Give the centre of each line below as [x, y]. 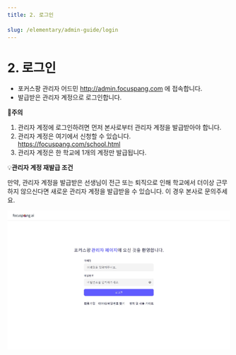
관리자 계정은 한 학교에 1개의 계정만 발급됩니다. [82, 152]
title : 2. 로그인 [31, 15]
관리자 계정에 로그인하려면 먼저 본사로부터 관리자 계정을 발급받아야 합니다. [119, 128]
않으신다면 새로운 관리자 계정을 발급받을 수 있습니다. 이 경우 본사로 [112, 191]
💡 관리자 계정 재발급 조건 [40, 168]
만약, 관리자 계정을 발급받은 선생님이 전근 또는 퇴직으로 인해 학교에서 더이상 [111, 183]
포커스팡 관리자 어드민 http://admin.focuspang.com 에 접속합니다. [110, 89]
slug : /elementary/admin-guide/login [63, 30]
